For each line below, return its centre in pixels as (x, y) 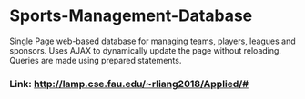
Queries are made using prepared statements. (96, 60)
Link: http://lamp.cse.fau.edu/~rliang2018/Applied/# (129, 84)
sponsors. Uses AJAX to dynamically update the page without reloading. (146, 50)
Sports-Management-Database (131, 16)
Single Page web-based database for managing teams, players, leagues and (152, 41)
